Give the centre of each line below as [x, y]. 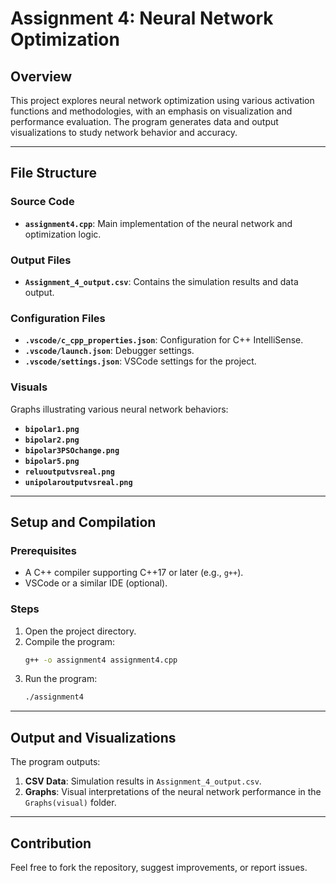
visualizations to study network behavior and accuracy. [124, 132]
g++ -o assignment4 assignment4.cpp [101, 660]
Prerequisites [43, 550]
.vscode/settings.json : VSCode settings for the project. [140, 361]
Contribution [51, 843]
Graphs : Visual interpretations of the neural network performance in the [173, 792]
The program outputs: [55, 762]
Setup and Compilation [83, 522]
